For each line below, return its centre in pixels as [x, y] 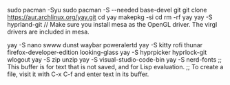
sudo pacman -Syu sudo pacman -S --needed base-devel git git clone [107, 10]
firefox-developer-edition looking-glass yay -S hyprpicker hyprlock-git [107, 52]
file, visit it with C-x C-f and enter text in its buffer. [78, 74]
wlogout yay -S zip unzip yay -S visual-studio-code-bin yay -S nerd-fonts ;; [115, 60]
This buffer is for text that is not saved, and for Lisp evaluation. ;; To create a [115, 67]
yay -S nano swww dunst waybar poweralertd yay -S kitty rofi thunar [105, 45]
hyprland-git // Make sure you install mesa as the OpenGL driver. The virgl [112, 24]
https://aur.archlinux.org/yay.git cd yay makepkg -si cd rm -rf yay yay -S [110, 17]
